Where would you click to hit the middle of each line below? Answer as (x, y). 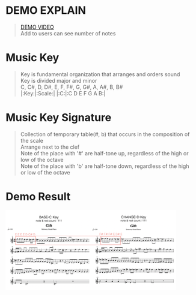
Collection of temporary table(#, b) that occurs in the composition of (105, 134)
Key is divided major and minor (59, 80)
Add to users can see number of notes (68, 33)
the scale (32, 140)
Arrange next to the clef (50, 147)
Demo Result (38, 197)
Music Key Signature (59, 118)
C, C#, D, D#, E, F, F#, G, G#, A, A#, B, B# (72, 87)
